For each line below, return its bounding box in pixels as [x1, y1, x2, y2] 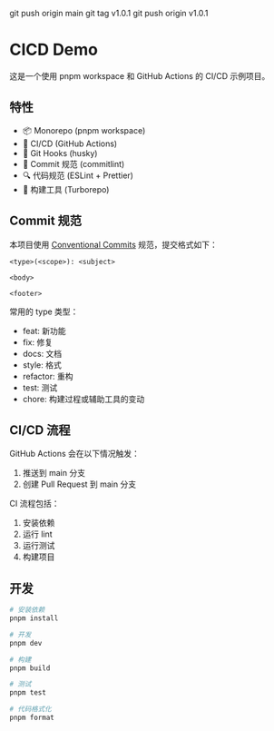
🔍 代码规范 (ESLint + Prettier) [22, 170, 134, 181]
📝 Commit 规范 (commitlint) [22, 158, 125, 169]
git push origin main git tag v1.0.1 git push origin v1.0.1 [9, 8, 209, 18]
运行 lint [22, 528, 53, 539]
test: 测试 [22, 381, 58, 393]
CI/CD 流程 [9, 422, 71, 438]
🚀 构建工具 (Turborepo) [22, 183, 110, 194]
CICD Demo [9, 40, 98, 60]
